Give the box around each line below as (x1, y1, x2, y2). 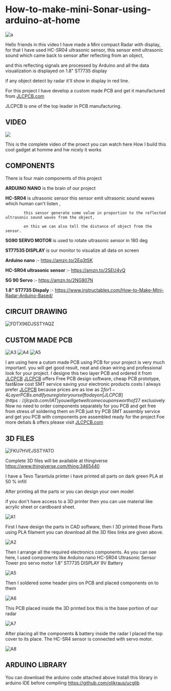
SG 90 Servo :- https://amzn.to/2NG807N (5, 277, 94, 283)
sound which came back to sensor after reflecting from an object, (5, 52, 144, 58)
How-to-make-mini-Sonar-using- (5, 4, 151, 15)
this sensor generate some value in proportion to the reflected (24, 210, 166, 215)
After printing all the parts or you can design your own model (5, 488, 134, 495)
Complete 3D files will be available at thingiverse (5, 458, 108, 464)
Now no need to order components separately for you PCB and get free (5, 403, 156, 409)
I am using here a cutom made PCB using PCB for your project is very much (5, 359, 165, 365)
